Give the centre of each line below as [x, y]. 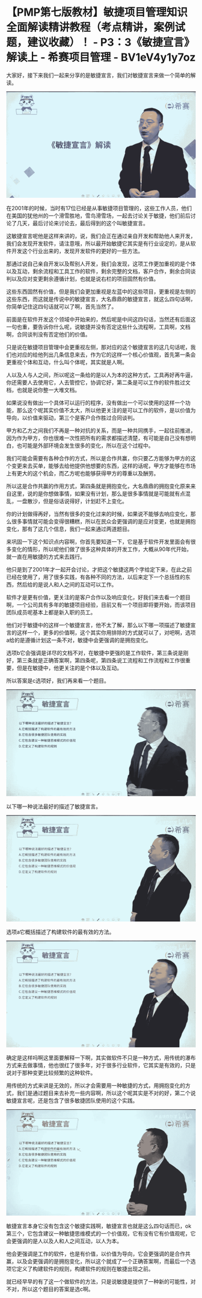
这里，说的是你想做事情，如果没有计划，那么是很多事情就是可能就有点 [98, 494]
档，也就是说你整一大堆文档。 [43, 390]
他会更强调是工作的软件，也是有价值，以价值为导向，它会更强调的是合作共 [98, 1254]
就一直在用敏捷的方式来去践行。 [46, 557]
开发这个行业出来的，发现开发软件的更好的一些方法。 [77, 251]
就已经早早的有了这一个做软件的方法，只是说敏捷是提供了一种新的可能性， [98, 1282]
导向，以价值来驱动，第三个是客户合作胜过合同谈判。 [72, 418]
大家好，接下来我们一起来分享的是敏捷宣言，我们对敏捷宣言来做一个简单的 [98, 75]
